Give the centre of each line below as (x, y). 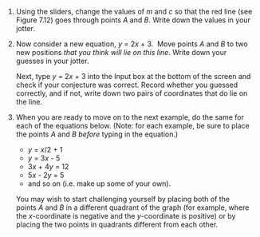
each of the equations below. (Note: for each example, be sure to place (132, 126)
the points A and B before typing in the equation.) (97, 134)
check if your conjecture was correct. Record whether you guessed (127, 85)
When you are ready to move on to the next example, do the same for (130, 117)
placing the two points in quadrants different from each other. (117, 224)
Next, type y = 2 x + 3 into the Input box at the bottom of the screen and (133, 76)
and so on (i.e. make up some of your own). (99, 184)
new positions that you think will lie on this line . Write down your (121, 52)
